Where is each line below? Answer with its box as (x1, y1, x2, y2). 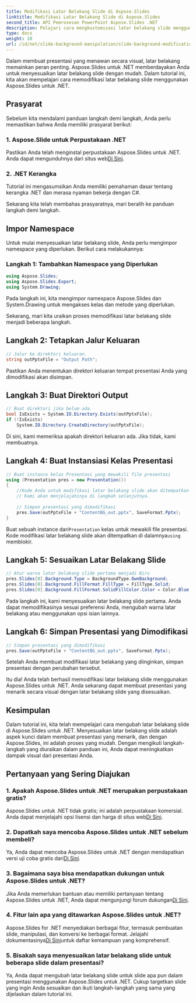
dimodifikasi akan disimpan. (6, 373, 73, 381)
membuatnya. (6, 439, 39, 446)
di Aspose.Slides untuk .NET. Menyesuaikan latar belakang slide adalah (6, 727, 178, 734)
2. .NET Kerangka (6, 169, 57, 177)
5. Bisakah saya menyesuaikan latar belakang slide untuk (6, 951, 171, 959)
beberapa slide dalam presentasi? (6, 959, 104, 967)
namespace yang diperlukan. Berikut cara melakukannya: (6, 245, 144, 252)
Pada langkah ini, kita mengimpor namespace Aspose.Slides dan (6, 295, 162, 302)
